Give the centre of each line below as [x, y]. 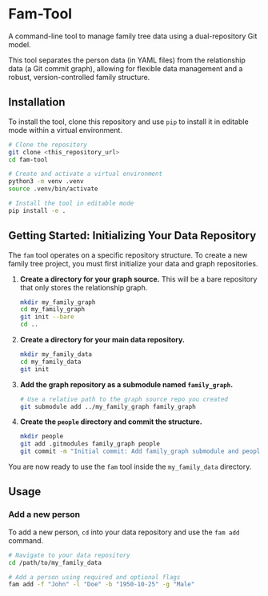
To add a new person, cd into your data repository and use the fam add [124, 532]
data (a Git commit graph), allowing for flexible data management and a [126, 68]
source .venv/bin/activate [53, 189]
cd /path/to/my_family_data [55, 562]
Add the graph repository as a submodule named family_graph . [126, 384]
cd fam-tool [28, 160]
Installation [37, 102]
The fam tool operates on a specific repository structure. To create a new [128, 255]
